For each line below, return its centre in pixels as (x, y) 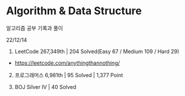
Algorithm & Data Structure (74, 11)
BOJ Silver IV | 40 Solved (46, 87)
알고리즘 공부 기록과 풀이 (35, 28)
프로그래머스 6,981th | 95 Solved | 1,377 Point (69, 75)
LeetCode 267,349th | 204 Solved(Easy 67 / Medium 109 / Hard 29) (97, 51)
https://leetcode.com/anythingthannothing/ (67, 63)
